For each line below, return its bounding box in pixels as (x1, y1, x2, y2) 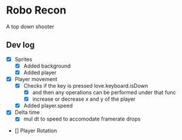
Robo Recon (6, 4, 67, 17)
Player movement (14, 75, 58, 82)
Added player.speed (23, 102, 73, 109)
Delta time (14, 109, 40, 116)
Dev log (6, 40, 35, 50)
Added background (23, 62, 71, 69)
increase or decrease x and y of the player (32, 95, 136, 103)
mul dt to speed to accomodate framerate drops (23, 115, 141, 122)
